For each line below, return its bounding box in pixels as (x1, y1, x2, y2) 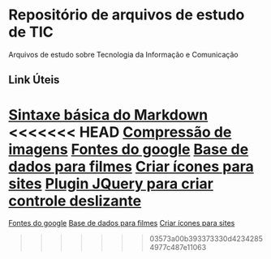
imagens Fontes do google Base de (8, 140, 249, 159)
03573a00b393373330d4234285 (149, 234, 264, 244)
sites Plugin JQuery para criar (8, 174, 213, 193)
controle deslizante (8, 192, 142, 210)
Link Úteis (8, 73, 60, 87)
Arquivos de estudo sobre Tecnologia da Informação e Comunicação (8, 49, 239, 59)
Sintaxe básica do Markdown (8, 105, 209, 124)
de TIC (8, 23, 54, 41)
